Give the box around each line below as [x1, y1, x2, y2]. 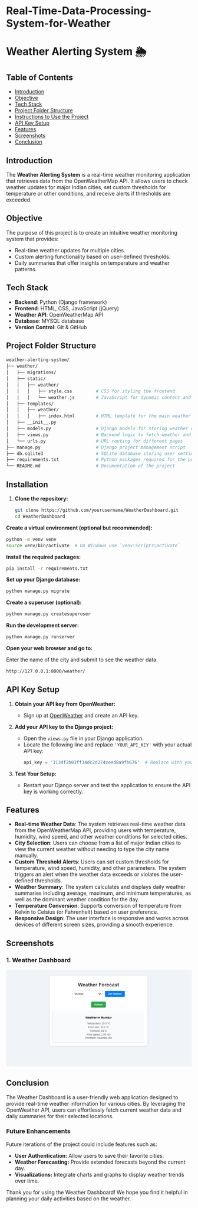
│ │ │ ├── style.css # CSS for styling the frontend [6, 388, 176, 394]
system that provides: [6, 235, 59, 242]
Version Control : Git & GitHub [14, 323, 87, 330]
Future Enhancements [6, 1127, 71, 1135]
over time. [14, 1177, 39, 1184]
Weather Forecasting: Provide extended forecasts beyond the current [14, 1158, 186, 1165]
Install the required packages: [6, 553, 81, 560]
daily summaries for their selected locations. [6, 1112, 114, 1119]
